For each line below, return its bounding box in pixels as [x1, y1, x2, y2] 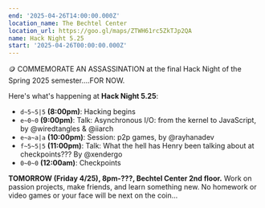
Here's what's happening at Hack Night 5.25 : [8, 92, 159, 101]
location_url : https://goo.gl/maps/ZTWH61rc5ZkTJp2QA [8, 27, 193, 35]
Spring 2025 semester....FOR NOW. [8, 75, 125, 85]
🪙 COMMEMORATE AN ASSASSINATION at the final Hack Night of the [8, 64, 243, 74]
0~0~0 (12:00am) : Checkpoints [19, 158, 122, 168]
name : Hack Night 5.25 [8, 34, 84, 43]
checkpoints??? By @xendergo [19, 149, 123, 159]
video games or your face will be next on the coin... [8, 190, 178, 201]
